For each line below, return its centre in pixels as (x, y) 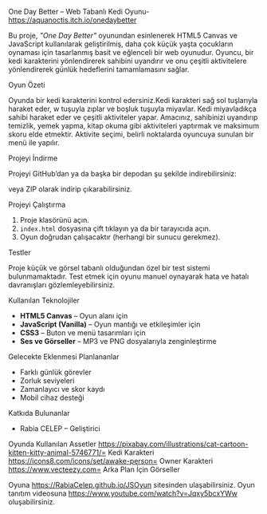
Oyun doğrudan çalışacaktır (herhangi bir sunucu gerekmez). (120, 237)
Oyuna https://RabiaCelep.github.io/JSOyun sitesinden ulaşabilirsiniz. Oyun (132, 485)
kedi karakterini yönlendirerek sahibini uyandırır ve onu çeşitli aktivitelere (128, 61)
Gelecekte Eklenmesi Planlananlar (64, 357)
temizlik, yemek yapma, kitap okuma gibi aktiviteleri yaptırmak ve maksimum (134, 126)
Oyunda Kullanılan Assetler (53, 444)
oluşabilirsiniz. (32, 502)
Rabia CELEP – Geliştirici (60, 429)
